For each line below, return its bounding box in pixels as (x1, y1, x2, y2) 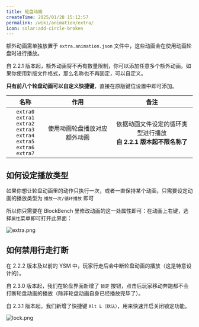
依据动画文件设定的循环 (116, 120, 182, 128)
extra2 (15, 120, 35, 127)
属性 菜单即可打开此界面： (11, 215, 72, 222)
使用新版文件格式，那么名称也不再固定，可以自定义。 (16, 70, 146, 77)
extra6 (15, 144, 35, 151)
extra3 (15, 126, 35, 133)
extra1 (15, 114, 35, 121)
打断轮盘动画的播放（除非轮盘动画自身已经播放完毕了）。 (6, 290, 144, 297)
